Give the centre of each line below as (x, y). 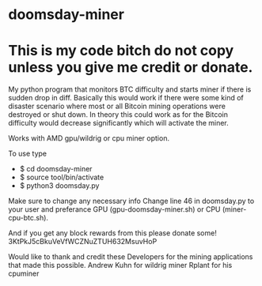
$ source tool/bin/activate (62, 177)
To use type (28, 154)
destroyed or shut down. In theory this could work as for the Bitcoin (118, 115)
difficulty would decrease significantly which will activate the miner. (119, 123)
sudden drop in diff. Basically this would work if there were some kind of (126, 98)
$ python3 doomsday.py (59, 186)
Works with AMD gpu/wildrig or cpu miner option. (89, 138)
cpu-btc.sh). (28, 218)
